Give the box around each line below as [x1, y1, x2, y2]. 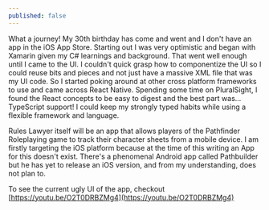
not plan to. [8, 168, 47, 178]
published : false [8, 11, 67, 20]
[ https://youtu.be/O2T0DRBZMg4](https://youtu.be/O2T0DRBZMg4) [8, 192, 234, 202]
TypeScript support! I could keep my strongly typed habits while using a [8, 102, 247, 111]
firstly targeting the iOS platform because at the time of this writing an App [8, 143, 255, 152]
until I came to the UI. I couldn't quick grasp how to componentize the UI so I [8, 59, 262, 69]
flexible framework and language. [8, 110, 120, 120]
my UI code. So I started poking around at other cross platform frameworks [8, 76, 257, 86]
